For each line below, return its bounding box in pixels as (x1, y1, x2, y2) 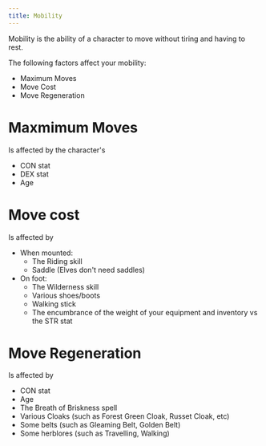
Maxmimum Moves (8, 118, 139, 136)
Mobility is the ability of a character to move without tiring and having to (8, 34, 246, 43)
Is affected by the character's (8, 145, 106, 155)
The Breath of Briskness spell (19, 403, 118, 413)
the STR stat (31, 316, 73, 326)
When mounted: (19, 248, 74, 257)
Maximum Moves (19, 73, 77, 83)
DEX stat (19, 169, 50, 179)
